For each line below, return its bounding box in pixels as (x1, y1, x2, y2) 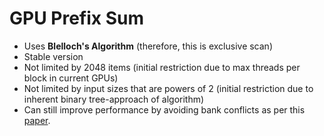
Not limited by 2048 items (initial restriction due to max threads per (23, 61, 301, 73)
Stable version (23, 50, 84, 62)
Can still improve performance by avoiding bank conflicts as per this (23, 103, 306, 116)
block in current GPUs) (23, 72, 119, 84)
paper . (23, 114, 51, 126)
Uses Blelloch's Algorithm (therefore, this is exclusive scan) (23, 40, 273, 52)
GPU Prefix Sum (9, 7, 144, 30)
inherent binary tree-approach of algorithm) (23, 93, 205, 105)
